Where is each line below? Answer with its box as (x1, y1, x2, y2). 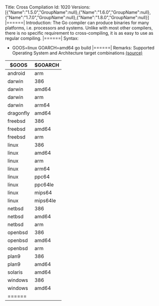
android (7, 70, 25, 76)
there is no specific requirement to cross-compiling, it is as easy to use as (5, 30, 154, 36)
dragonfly (7, 110, 30, 117)
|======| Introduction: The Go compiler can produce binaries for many (5, 20, 149, 25)
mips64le (34, 197, 56, 204)
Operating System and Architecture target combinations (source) (12, 50, 143, 56)
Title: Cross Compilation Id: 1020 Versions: (5, 4, 90, 10)
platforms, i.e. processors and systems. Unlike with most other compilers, (5, 25, 153, 31)
